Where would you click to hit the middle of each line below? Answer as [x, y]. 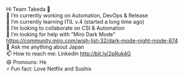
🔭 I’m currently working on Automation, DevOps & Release [77, 15]
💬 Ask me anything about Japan [45, 47]
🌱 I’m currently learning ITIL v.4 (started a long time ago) [75, 22]
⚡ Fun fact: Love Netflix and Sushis [49, 69]
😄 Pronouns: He [26, 62]
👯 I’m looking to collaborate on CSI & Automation [65, 28]
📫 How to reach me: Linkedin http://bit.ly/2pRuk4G [69, 54]
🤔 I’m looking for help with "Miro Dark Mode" [61, 34]
